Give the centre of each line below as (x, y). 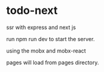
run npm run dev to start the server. (50, 39)
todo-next (32, 11)
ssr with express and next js (41, 27)
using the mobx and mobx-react (46, 51)
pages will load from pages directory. (53, 62)
